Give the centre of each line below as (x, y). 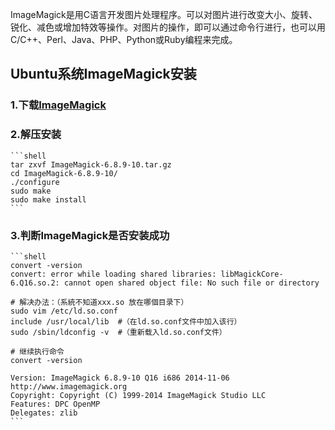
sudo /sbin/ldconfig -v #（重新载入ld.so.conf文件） (118, 332)
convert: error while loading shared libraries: (113, 274)
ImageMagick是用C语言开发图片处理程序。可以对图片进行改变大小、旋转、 (164, 14)
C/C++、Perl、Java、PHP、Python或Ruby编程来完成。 (124, 39)
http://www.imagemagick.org (69, 386)
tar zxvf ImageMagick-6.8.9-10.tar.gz (91, 164)
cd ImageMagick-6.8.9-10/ (64, 173)
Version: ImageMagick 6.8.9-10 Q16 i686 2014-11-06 (120, 378)
